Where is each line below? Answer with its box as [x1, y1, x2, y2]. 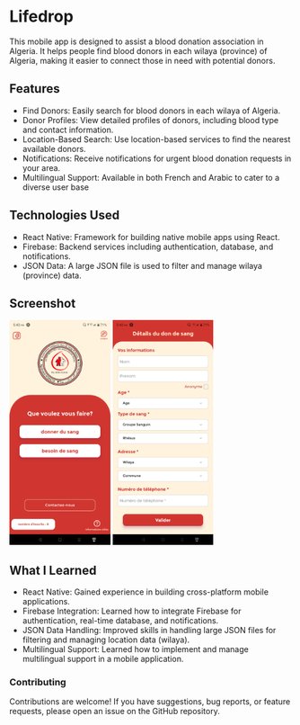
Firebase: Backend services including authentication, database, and [22, 241, 274, 252]
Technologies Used [9, 208, 119, 223]
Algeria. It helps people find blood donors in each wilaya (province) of [9, 45, 268, 56]
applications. [22, 596, 70, 607]
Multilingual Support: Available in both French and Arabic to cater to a [22, 172, 280, 183]
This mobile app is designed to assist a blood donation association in [9, 36, 264, 47]
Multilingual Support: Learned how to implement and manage [22, 644, 249, 655]
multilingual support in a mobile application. [22, 654, 184, 665]
